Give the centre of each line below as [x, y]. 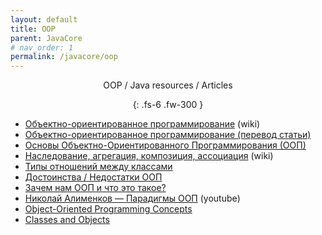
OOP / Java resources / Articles [168, 85]
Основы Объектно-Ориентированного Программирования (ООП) [165, 145]
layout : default [44, 19]
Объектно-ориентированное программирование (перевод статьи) [168, 135]
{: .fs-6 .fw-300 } [168, 105]
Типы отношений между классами [98, 167]
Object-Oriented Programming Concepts [108, 209]
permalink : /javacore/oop [64, 57]
